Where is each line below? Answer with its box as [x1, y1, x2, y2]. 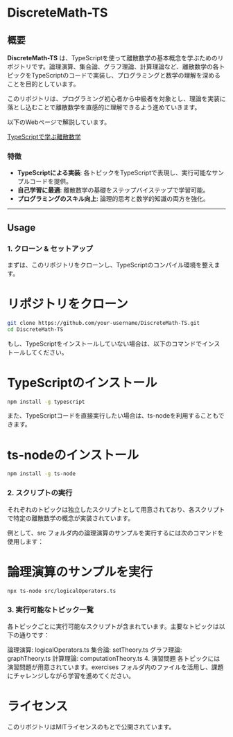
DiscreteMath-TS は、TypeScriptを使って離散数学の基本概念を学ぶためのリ [7, 54, 224, 62]
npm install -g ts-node [7, 470, 76, 477]
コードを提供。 [29, 177, 73, 186]
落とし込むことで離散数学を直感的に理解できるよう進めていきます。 [7, 103, 201, 112]
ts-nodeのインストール [7, 447, 139, 463]
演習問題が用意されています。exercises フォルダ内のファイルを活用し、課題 [7, 663, 224, 671]
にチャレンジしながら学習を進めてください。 [7, 671, 135, 680]
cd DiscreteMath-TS [7, 326, 64, 333]
